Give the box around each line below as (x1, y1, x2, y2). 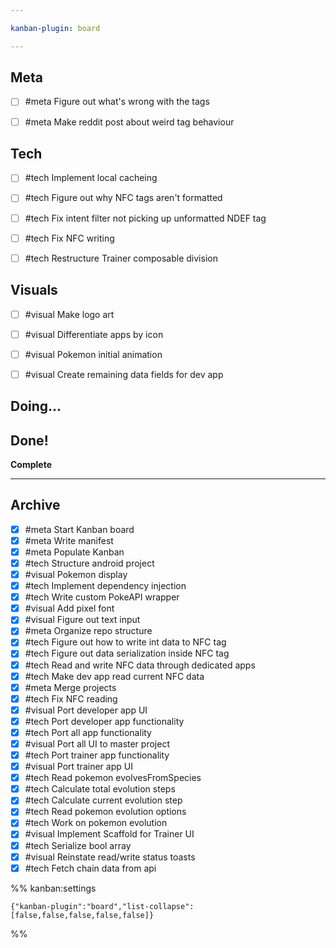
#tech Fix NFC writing (24, 232, 115, 244)
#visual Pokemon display (24, 569, 128, 581)
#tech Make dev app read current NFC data (24, 670, 205, 682)
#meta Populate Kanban (24, 546, 125, 558)
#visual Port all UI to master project (24, 737, 170, 750)
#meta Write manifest (24, 534, 114, 546)
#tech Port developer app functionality (24, 715, 185, 727)
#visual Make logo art (24, 308, 115, 320)
